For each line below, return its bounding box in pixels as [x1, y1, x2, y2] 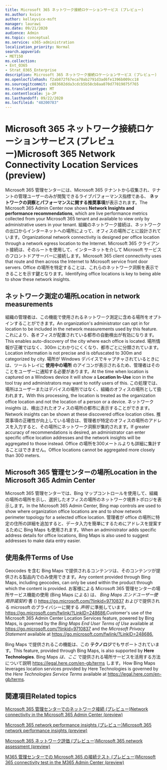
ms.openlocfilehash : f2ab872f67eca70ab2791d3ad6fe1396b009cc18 [5, 77, 139, 82]
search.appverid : [5, 49, 41, 54]
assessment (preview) [5, 744, 51, 750]
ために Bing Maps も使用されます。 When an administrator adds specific [9, 527, 157, 533]
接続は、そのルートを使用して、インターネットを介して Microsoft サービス [9, 247, 162, 253]
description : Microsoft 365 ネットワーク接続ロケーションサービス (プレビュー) [5, 72, 158, 77]
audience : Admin [5, 30, 39, 35]
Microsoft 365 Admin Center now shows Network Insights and [5, 205, 134, 211]
